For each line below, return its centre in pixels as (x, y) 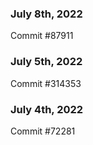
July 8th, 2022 (46, 14)
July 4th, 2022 (47, 109)
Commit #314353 (46, 83)
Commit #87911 (42, 36)
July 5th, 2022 (46, 62)
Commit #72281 (43, 131)
